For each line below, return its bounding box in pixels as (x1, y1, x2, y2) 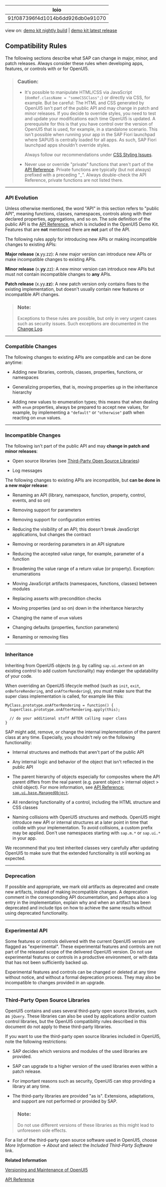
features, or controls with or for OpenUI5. (5, 66, 89, 72)
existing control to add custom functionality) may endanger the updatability (5, 668, 159, 674)
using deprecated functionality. (5, 910, 69, 916)
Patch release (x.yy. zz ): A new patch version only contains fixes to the (5, 281, 149, 287)
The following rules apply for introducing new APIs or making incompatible (5, 236, 157, 242)
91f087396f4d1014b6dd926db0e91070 (7, 15, 106, 21)
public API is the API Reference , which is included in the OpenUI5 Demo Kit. (5, 221, 159, 228)
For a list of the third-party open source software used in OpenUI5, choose (5, 1137, 157, 1143)
